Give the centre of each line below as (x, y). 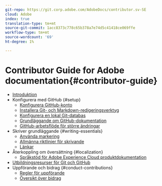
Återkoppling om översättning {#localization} (58, 152)
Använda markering (40, 136)
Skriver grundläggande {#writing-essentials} (57, 131)
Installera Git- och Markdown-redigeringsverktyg (69, 110)
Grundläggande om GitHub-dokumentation (63, 121)
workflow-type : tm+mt (27, 32)
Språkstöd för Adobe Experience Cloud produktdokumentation (83, 157)
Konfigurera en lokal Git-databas (53, 115)
